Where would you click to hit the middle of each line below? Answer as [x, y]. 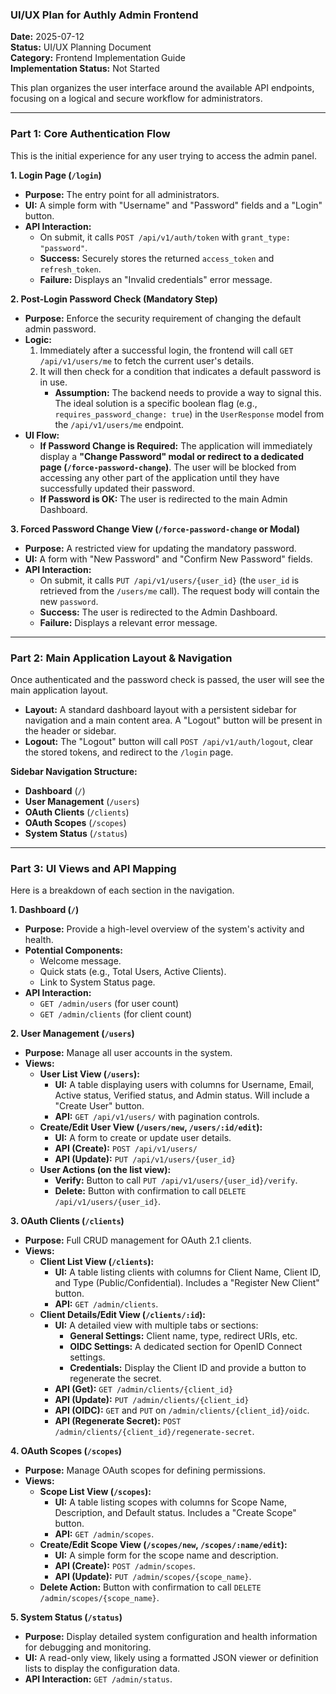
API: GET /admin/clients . [106, 1304]
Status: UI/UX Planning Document [81, 47]
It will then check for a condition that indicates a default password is [180, 371]
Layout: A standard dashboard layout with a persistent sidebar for [160, 709]
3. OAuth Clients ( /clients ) [67, 1221]
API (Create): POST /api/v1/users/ [126, 1149]
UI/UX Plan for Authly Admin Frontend [104, 15]
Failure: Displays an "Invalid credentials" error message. [156, 279]
